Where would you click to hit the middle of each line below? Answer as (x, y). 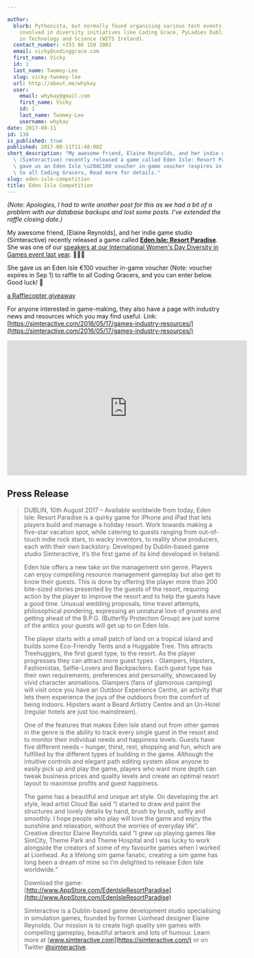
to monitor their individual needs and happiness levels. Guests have (119, 740)
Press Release (38, 494)
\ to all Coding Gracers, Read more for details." (87, 172)
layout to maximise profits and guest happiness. (91, 784)
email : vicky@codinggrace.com (56, 51)
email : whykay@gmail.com (55, 96)
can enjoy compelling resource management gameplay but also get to (122, 574)
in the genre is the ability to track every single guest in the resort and (121, 732)
